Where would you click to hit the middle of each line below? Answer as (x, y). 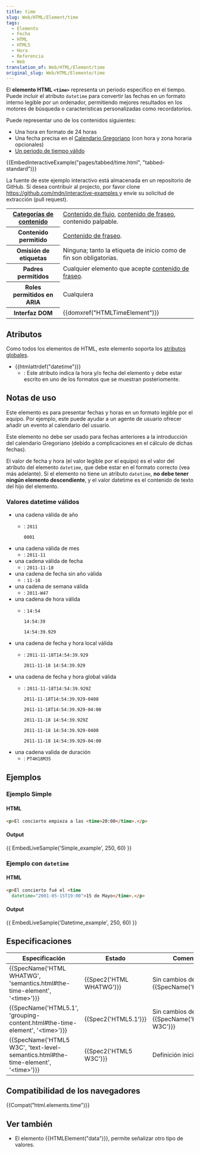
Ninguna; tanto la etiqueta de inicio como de (124, 250)
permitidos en (33, 295)
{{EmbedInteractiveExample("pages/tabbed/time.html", (74, 162)
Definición (167, 1054)
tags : (13, 23)
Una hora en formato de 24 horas (56, 132)
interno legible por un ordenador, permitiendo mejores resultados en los (94, 103)
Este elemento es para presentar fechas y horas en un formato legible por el (100, 412)
